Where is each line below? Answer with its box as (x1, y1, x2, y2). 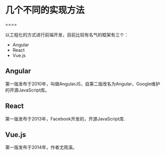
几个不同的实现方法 (5, 4, 85, 16)
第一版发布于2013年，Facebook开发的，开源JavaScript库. (5, 115, 125, 121)
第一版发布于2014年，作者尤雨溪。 (5, 144, 77, 150)
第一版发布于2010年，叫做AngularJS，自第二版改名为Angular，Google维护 (5, 80, 160, 86)
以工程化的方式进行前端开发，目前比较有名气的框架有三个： (5, 31, 129, 37)
